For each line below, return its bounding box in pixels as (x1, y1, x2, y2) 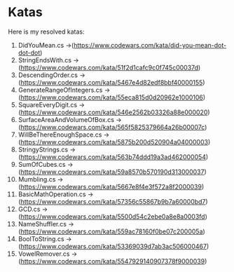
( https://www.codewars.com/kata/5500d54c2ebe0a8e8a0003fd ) (18, 212, 207, 221)
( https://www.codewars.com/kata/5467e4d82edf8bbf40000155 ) (18, 78, 205, 86)
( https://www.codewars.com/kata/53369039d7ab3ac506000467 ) (18, 242, 209, 250)
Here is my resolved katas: (8, 27, 85, 36)
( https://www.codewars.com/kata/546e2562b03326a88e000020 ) (18, 108, 210, 116)
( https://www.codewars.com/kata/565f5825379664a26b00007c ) (18, 123, 207, 131)
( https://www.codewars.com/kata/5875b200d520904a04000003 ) (18, 137, 211, 146)
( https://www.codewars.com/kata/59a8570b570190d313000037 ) (18, 168, 207, 176)
